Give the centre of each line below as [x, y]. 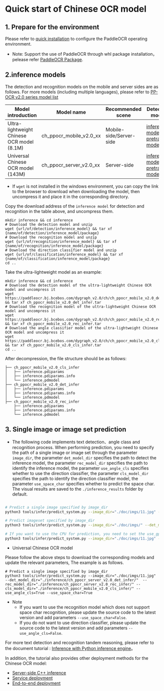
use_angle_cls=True [25, 593]
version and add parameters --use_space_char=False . [73, 617]
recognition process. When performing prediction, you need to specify [83, 447]
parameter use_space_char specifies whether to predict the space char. [83, 484]
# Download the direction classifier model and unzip [61, 250]
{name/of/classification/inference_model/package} [58, 259]
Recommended [123, 109]
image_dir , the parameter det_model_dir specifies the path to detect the [84, 457]
